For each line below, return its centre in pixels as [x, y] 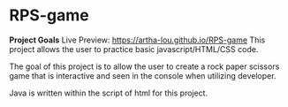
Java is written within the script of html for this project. [109, 93]
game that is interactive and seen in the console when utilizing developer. [143, 75]
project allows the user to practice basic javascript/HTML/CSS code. [134, 49]
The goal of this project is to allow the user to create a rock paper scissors [144, 66]
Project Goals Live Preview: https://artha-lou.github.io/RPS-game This [137, 40]
